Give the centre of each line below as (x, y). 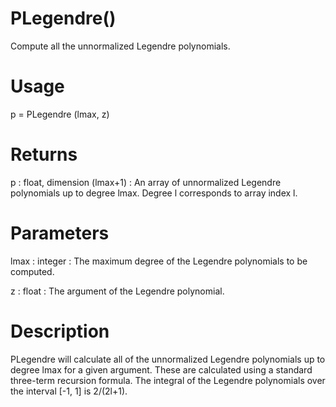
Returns (44, 154)
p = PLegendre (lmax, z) (60, 114)
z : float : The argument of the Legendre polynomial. (117, 291)
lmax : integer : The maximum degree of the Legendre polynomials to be (159, 261)
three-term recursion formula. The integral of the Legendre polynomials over (168, 380)
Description (60, 331)
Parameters (60, 233)
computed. (32, 271)
